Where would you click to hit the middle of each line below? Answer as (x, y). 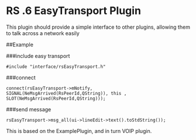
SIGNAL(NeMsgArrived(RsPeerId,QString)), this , (66, 93)
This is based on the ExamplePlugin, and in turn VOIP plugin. (79, 131)
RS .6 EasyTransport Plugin (74, 11)
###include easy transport (38, 56)
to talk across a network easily (43, 33)
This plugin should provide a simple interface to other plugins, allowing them (98, 27)
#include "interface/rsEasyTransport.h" (56, 66)
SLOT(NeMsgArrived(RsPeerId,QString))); (56, 98)
